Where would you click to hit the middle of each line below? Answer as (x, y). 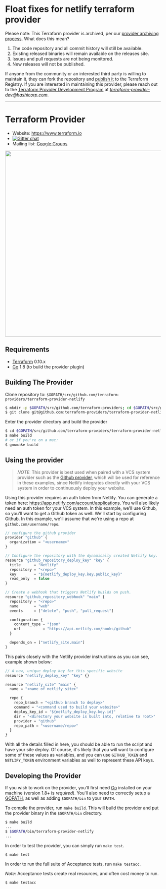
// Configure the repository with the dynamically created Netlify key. (82, 556)
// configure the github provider (41, 533)
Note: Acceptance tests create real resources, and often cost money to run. (82, 874)
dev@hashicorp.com (26, 95)
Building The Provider (39, 383)
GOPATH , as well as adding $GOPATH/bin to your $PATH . (60, 798)
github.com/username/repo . (32, 524)
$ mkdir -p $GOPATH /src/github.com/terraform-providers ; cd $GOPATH (77, 408)
